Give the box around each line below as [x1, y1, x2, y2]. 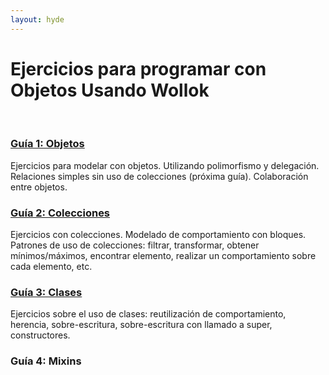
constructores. [10, 329, 71, 341]
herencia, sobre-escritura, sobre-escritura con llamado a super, [10, 319, 273, 331]
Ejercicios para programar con [10, 57, 267, 80]
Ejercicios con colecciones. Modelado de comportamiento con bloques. [10, 229, 307, 241]
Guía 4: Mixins [10, 354, 82, 368]
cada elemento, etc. [10, 261, 93, 273]
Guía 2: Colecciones [10, 206, 111, 220]
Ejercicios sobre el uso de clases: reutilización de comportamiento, [10, 308, 287, 320]
